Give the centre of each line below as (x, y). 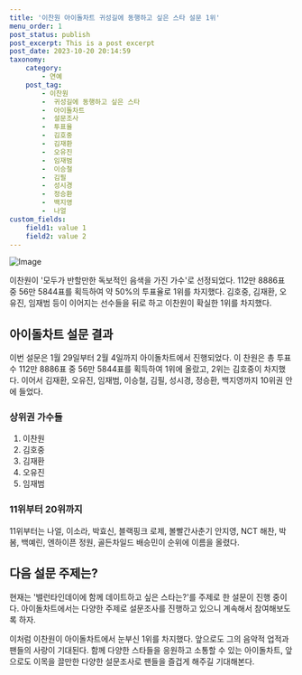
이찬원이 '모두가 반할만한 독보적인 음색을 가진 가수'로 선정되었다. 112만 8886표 (147, 280)
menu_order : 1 (36, 26)
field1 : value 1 (56, 228)
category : (44, 69)
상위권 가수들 (36, 417)
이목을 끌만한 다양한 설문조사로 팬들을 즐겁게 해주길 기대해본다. (144, 661)
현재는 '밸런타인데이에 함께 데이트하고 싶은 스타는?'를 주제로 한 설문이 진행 (140, 596)
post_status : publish (50, 34)
